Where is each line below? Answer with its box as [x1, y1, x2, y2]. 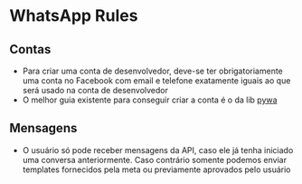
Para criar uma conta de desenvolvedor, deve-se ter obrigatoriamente [22, 65, 283, 76]
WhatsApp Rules [9, 5, 138, 26]
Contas [9, 42, 52, 57]
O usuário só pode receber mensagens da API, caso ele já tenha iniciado [22, 144, 294, 155]
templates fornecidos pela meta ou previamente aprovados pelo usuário [22, 164, 291, 175]
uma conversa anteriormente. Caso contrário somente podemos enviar [22, 154, 288, 165]
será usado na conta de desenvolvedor [22, 85, 169, 95]
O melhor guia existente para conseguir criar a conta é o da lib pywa [22, 94, 278, 105]
